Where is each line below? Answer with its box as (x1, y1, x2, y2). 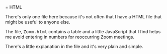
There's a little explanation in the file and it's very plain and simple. (5, 44, 143, 49)
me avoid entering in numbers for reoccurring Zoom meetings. (5, 34, 135, 40)
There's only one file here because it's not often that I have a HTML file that (5, 14, 162, 19)
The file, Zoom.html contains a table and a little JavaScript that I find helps (5, 29, 161, 34)
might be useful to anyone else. (5, 19, 70, 25)
